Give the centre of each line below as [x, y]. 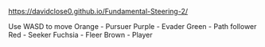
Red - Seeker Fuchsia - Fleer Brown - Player [80, 35]
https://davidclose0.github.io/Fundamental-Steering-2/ [98, 11]
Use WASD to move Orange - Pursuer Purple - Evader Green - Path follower [132, 26]
